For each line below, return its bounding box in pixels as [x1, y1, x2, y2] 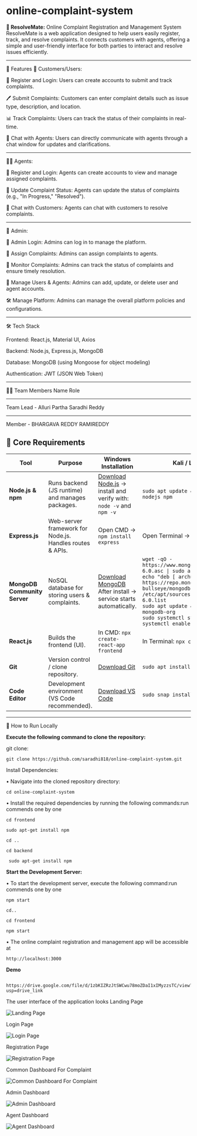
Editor [9, 694, 26, 702]
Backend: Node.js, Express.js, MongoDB [6, 347, 104, 354]
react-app [98, 641, 125, 648]
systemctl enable [142, 620, 191, 627]
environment [47, 687, 83, 695]
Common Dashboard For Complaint [6, 1066, 92, 1073]
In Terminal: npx [142, 637, 185, 645]
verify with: [98, 494, 129, 502]
